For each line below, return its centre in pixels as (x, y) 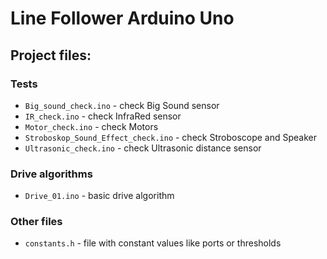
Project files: (51, 55)
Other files (36, 222)
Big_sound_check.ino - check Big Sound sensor (122, 105)
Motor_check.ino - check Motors (91, 126)
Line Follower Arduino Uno (122, 18)
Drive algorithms (51, 174)
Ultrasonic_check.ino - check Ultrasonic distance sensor (143, 148)
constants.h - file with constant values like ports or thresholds (153, 243)
